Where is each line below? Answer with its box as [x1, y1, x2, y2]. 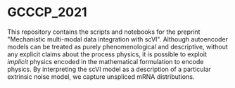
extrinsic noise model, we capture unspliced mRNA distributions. [7, 72, 195, 81]
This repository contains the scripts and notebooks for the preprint [7, 27, 201, 36]
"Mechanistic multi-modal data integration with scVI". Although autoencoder [7, 34, 229, 43]
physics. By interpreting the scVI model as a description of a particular [7, 65, 211, 73]
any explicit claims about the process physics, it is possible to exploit [7, 50, 208, 58]
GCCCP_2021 [7, 4, 87, 20]
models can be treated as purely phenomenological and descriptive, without [7, 42, 229, 51]
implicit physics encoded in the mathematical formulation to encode [7, 57, 204, 65]
